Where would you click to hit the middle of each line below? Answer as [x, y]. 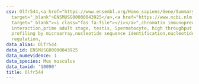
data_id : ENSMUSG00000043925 [42, 50]
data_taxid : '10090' [32, 67]
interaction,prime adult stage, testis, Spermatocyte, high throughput [102, 28]
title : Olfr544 [25, 72]
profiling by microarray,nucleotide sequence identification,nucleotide [103, 34]
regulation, [26, 39]
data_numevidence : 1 [32, 56]
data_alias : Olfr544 [32, 45]
